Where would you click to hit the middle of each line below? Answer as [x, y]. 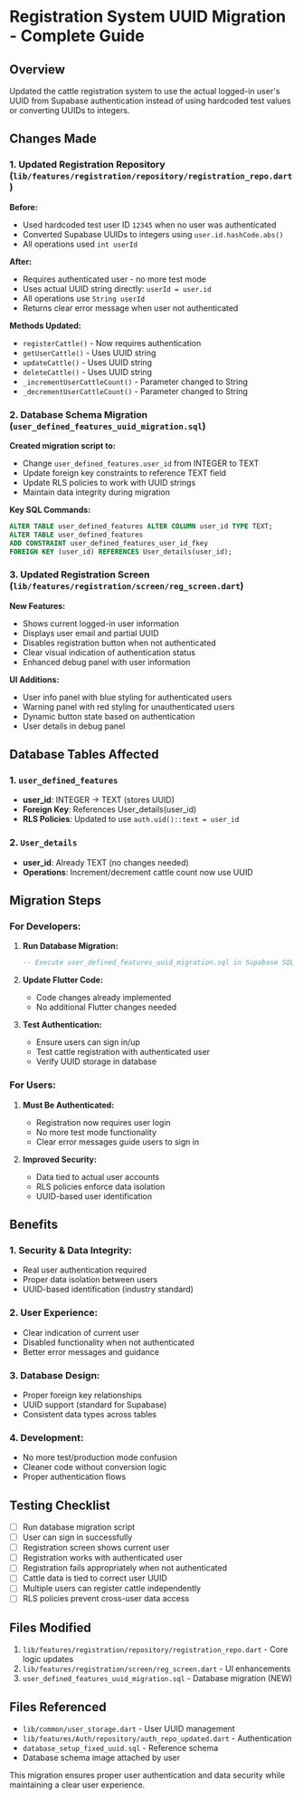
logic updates [48, 1659]
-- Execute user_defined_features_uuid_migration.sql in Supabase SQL [158, 962]
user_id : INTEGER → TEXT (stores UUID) [98, 800]
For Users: [33, 1085]
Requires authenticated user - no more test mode [114, 279]
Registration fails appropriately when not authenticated [125, 1568]
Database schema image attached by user [101, 1758]
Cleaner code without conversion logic [95, 1467]
